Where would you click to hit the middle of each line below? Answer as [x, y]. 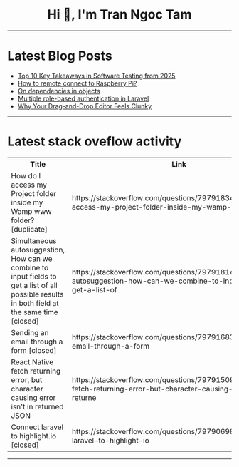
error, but [27, 379]
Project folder [34, 193]
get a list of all [34, 285]
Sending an [30, 332]
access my [29, 185]
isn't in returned [37, 406]
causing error [33, 397]
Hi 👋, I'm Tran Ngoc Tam [119, 15]
